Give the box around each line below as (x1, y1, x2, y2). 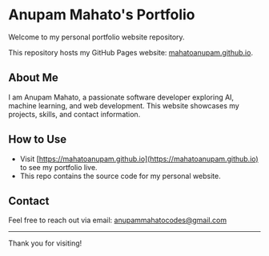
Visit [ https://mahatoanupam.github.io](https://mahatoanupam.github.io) (19, 154, 259, 164)
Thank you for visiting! (8, 238, 82, 248)
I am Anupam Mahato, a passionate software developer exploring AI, (8, 92, 235, 102)
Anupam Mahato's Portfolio (8, 6, 195, 24)
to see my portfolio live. (19, 162, 98, 172)
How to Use (8, 132, 67, 146)
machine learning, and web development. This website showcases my (8, 100, 240, 110)
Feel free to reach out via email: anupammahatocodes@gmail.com (8, 215, 227, 226)
